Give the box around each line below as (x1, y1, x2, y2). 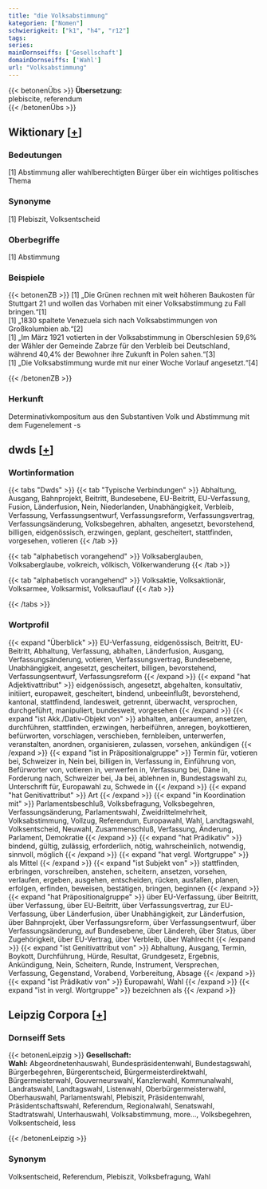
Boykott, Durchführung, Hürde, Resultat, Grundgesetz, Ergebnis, (8, 951, 219, 961)
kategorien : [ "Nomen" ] (8, 19, 84, 27)
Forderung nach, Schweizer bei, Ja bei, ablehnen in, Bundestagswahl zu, (8, 773, 248, 783)
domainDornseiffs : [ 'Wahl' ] (8, 57, 102, 65)
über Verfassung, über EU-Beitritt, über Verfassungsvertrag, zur (8, 900, 219, 910)
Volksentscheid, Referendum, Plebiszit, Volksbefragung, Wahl (8, 1171, 211, 1181)
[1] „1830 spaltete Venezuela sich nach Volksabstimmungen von (8, 316, 218, 326)
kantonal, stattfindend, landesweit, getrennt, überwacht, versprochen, (8, 697, 238, 706)
